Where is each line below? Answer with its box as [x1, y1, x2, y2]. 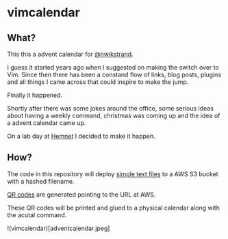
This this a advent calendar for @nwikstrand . [7, 50, 134, 58]
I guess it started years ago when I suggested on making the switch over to [7, 64, 219, 71]
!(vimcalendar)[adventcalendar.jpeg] [7, 224, 110, 232]
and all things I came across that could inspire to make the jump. [7, 78, 189, 86]
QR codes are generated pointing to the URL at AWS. [7, 190, 156, 199]
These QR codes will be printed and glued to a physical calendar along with [7, 203, 220, 212]
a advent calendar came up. [7, 119, 86, 127]
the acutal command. [7, 210, 67, 219]
